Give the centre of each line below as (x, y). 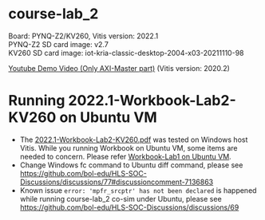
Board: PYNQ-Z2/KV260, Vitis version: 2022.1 (83, 36)
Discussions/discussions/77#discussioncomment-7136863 (117, 182)
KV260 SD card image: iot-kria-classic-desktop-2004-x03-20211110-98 (126, 53)
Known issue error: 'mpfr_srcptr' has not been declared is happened (138, 190)
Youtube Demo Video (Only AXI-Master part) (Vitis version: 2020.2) (119, 68)
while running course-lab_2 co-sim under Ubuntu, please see (121, 198)
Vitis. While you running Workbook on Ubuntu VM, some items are (129, 147)
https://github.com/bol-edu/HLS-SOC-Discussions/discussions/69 (129, 207)
